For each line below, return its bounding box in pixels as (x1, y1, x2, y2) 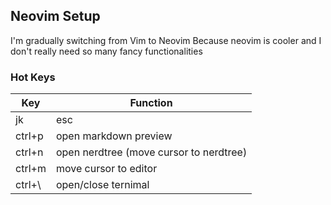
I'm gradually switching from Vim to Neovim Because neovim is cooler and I (10, 34, 322, 46)
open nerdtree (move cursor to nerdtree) (55, 145, 248, 159)
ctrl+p (15, 129, 44, 143)
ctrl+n (15, 145, 44, 159)
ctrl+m (15, 162, 47, 176)
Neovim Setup (10, 8, 101, 25)
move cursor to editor (55, 162, 158, 176)
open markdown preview (55, 129, 173, 143)
